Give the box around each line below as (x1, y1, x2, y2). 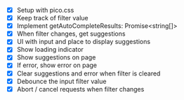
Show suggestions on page (16, 53, 96, 62)
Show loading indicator (16, 45, 84, 54)
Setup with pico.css (16, 6, 74, 14)
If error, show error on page (16, 61, 98, 69)
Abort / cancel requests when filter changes (16, 85, 145, 93)
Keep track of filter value (16, 14, 88, 22)
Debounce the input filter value (16, 77, 107, 85)
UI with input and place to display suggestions (16, 38, 151, 46)
